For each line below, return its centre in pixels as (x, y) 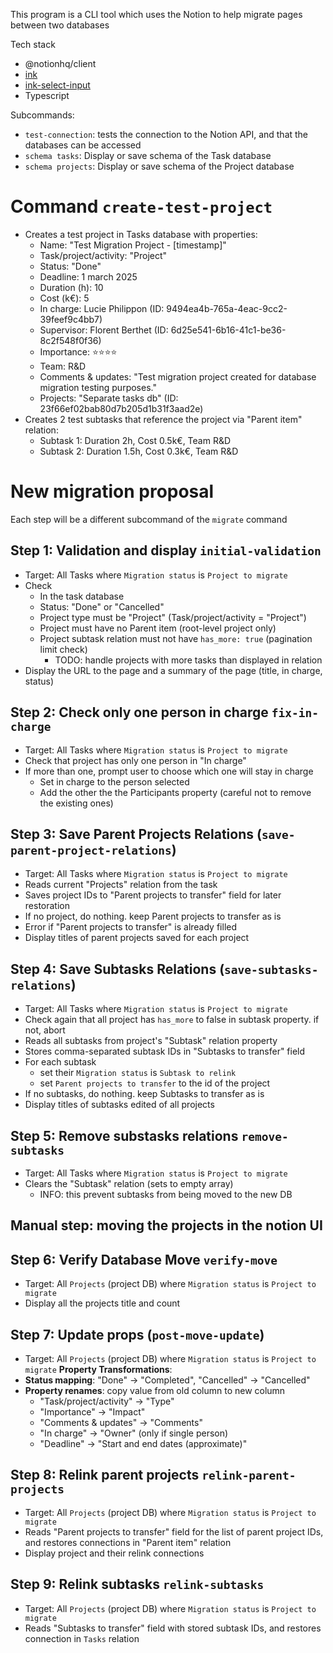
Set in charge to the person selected (114, 781)
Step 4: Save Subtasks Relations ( (117, 969)
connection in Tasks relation (82, 1638)
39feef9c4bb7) (71, 319)
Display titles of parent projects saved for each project (137, 938)
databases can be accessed (83, 145)
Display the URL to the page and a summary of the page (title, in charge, (173, 670)
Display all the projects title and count (102, 1303)
